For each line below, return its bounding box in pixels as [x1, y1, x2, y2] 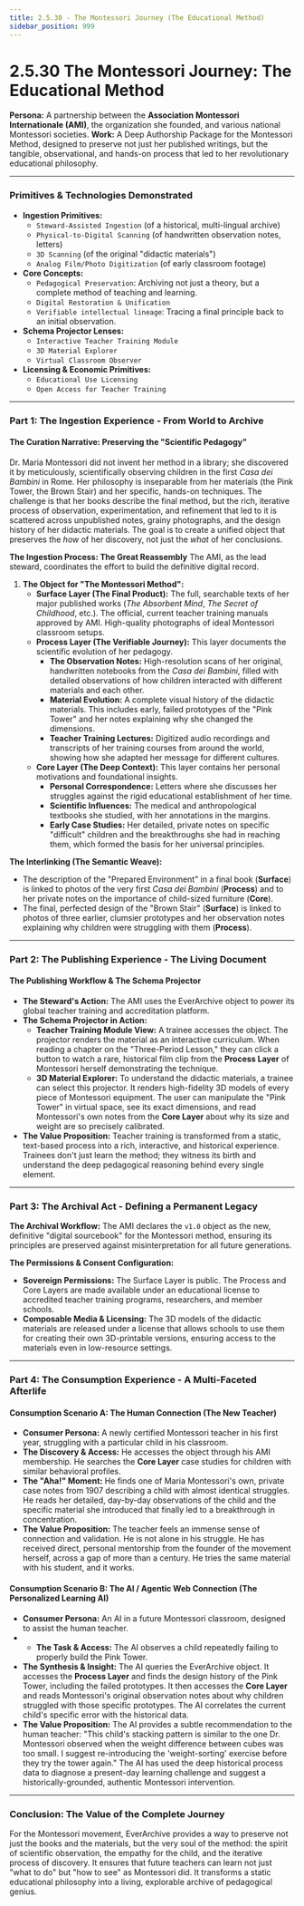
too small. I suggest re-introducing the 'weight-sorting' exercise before [22, 1747, 288, 1758]
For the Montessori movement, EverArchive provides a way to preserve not [9, 1828, 289, 1839]
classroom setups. [35, 626, 106, 637]
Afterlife [9, 1385, 47, 1398]
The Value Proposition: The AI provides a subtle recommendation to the [22, 1718, 292, 1729]
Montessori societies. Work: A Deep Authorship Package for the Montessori [9, 129, 293, 140]
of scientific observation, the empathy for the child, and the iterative [9, 1847, 263, 1858]
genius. [9, 1886, 38, 1897]
